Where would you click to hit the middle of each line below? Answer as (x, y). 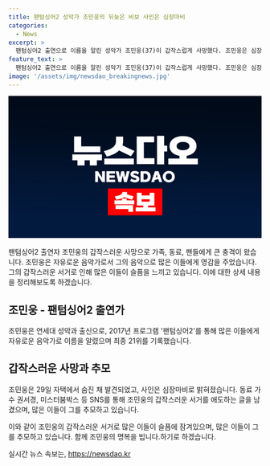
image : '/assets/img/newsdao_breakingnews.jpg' (90, 76)
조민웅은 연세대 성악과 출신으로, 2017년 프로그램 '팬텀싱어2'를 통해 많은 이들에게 (134, 331)
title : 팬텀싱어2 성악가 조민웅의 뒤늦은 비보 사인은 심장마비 (97, 17)
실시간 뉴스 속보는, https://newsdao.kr (70, 453)
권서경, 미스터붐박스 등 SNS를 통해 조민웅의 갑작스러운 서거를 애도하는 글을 (134, 399)
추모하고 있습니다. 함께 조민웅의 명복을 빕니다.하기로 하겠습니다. (117, 436)
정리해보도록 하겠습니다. (54, 282)
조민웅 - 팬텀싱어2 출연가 (67, 310)
